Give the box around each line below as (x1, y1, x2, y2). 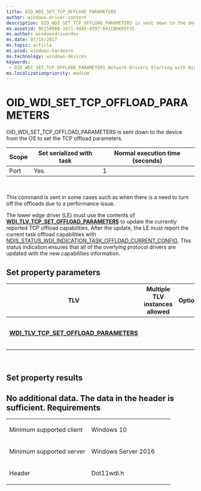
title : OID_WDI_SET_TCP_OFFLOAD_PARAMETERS (6, 8, 117, 15)
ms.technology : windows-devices (6, 53, 87, 59)
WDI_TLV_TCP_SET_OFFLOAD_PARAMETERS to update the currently (6, 218, 177, 225)
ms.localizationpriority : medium (6, 70, 90, 76)
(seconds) (132, 156, 163, 165)
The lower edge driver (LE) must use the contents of (6, 212, 135, 219)
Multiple (146, 285, 170, 293)
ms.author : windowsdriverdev (6, 31, 79, 37)
